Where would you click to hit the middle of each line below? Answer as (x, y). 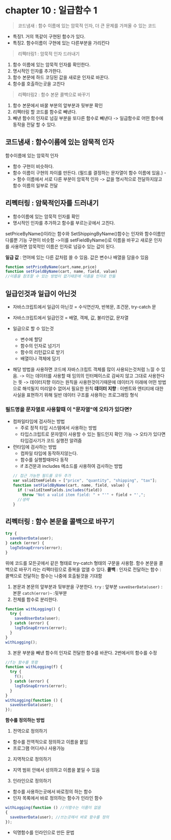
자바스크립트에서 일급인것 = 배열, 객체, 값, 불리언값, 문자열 (70, 318)
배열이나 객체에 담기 (40, 358)
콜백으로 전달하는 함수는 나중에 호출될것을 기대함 (54, 575)
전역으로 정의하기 (30, 731)
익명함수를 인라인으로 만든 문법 (43, 832)
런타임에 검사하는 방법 (35, 447)
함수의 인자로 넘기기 (40, 346)
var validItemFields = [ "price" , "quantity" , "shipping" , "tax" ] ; (85, 481)
